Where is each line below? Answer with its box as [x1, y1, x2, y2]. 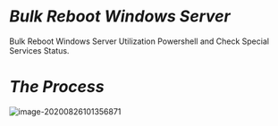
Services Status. [9, 45, 70, 55]
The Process [9, 77, 105, 97]
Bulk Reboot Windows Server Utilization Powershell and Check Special [9, 36, 270, 46]
